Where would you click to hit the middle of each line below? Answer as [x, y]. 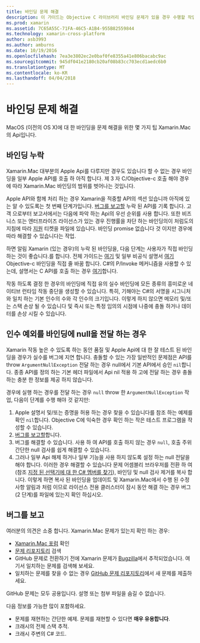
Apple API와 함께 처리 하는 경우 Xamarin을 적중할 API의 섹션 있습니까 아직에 [95, 198]
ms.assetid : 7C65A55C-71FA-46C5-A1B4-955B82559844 [70, 28]
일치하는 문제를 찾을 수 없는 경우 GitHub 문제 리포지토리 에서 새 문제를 [96, 573]
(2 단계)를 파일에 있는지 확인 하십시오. [59, 494]
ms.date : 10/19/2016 [32, 51]
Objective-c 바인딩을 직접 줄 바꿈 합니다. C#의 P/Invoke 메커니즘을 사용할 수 [96, 263]
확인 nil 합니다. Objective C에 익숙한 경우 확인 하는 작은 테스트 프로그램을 [100, 420]
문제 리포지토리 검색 [38, 550]
